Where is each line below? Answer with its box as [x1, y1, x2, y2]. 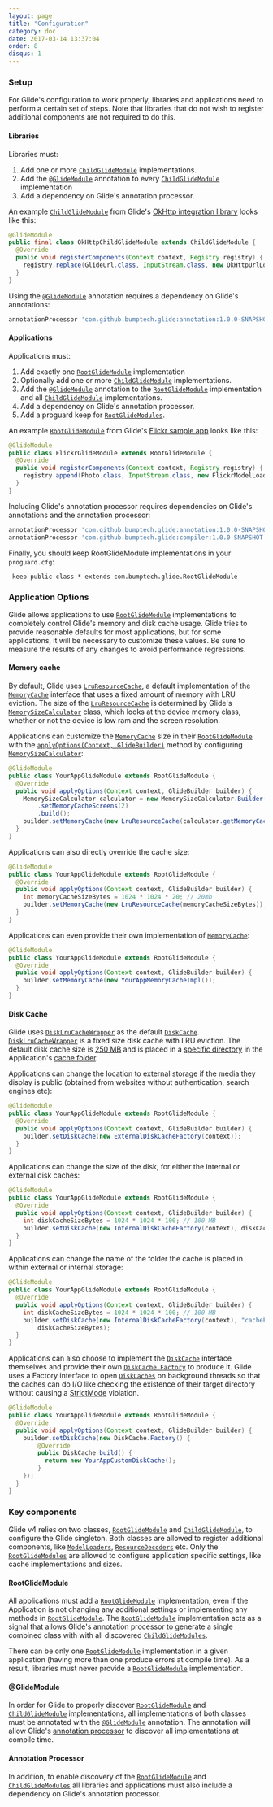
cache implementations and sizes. [8, 1559, 123, 1569]
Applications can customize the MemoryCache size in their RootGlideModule [8, 731, 253, 741]
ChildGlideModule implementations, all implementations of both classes [8, 1709, 246, 1718]
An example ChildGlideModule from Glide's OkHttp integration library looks [8, 207, 258, 216]
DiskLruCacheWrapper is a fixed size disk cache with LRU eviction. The [8, 1036, 241, 1046]
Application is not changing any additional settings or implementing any [8, 1605, 248, 1614]
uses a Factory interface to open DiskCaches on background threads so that [8, 1371, 261, 1381]
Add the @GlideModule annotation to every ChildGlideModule [19, 173, 220, 183]
